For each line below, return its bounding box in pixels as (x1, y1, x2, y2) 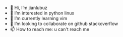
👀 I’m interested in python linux (10, 10, 75, 16)
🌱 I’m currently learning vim (10, 15, 68, 21)
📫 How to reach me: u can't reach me (10, 26, 90, 32)
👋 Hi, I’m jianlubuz (10, 5, 48, 10)
